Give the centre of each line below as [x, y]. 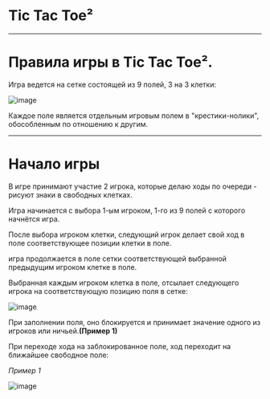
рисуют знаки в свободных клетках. [70, 194]
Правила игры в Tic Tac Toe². [110, 62]
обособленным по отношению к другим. [78, 124]
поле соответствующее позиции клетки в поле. [90, 242]
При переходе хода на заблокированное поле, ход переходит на [120, 346]
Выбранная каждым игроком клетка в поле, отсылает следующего [124, 283]
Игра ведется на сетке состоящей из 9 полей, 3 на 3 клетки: [112, 84]
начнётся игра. [34, 218]
